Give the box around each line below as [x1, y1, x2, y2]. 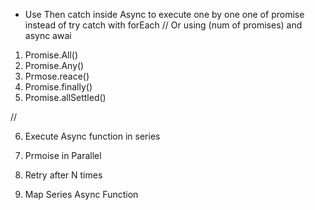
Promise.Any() [24, 60, 85, 71]
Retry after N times [24, 169, 103, 181]
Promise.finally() [24, 81, 93, 93]
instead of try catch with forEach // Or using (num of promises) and [24, 19, 303, 31]
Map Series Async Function [24, 189, 139, 200]
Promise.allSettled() [24, 92, 107, 103]
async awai [24, 30, 72, 41]
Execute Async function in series [24, 130, 161, 142]
